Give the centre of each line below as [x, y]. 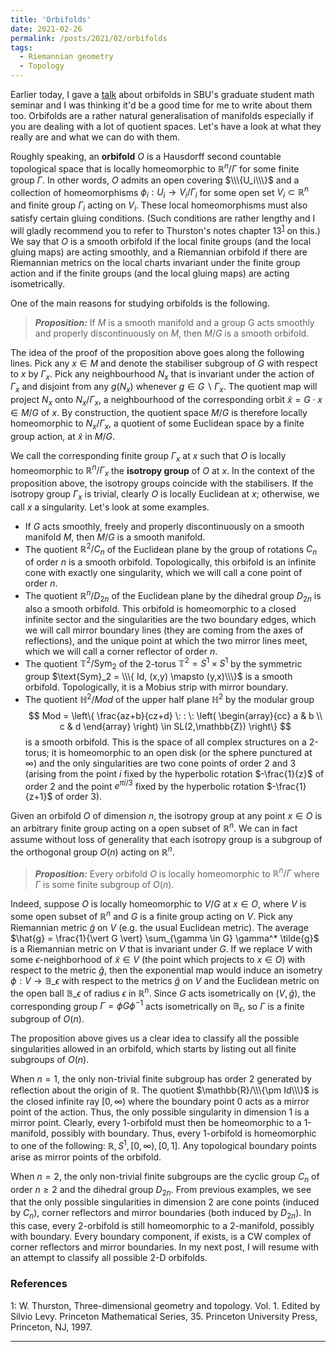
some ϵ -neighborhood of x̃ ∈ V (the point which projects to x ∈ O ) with [158, 960]
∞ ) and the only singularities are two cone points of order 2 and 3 [160, 763]
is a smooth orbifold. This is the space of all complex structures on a [165, 742]
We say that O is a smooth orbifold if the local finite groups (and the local [161, 241]
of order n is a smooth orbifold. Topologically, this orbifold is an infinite [170, 562]
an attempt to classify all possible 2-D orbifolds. [109, 1258]
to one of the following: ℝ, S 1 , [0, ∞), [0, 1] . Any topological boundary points [163, 1144]
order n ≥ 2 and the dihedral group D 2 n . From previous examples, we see [161, 1190]
